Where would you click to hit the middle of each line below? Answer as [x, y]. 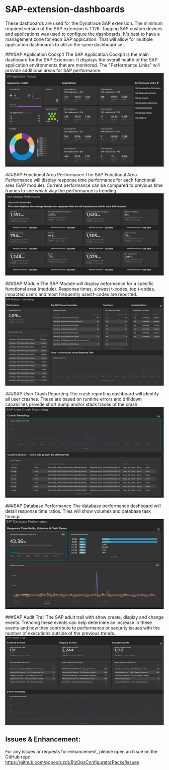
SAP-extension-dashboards [65, 9]
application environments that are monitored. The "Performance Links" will [82, 65]
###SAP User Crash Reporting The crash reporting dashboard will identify [82, 393]
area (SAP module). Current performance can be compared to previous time [84, 185]
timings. [13, 517]
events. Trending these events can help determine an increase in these [79, 622]
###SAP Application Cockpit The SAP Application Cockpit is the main [77, 54]
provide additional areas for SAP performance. [53, 70]
